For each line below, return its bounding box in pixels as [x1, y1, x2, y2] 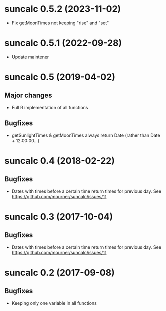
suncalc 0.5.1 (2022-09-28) [4, 37, 122, 49]
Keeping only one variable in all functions [11, 300, 97, 306]
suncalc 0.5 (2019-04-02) [4, 71, 115, 83]
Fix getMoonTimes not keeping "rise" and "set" [11, 20, 109, 26]
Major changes [4, 91, 53, 100]
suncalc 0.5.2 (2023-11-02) [4, 3, 121, 15]
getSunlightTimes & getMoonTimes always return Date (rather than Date [11, 132, 160, 138]
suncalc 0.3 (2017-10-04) [4, 211, 113, 222]
